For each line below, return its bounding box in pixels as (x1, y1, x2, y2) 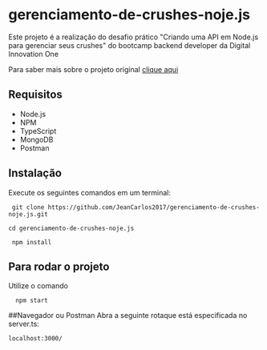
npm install (11, 238, 52, 246)
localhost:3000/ (8, 335, 63, 343)
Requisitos (8, 88, 63, 102)
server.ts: (8, 319, 40, 329)
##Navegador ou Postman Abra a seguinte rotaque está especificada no (8, 311, 248, 320)
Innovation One (8, 49, 59, 58)
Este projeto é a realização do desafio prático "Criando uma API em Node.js (8, 32, 259, 42)
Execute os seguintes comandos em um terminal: (8, 187, 171, 197)
